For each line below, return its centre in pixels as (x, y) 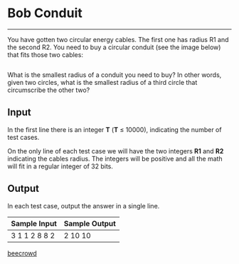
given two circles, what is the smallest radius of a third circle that (102, 82)
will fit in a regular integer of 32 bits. (60, 166)
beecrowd (22, 253)
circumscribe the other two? (49, 90)
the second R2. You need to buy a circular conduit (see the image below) (114, 47)
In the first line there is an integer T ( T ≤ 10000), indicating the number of (115, 129)
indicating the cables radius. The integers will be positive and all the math (115, 158)
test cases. (23, 137)
